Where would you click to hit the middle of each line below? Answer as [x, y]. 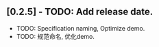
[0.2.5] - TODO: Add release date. [80, 12]
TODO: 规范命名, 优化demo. [56, 36]
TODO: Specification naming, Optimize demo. [81, 28]
